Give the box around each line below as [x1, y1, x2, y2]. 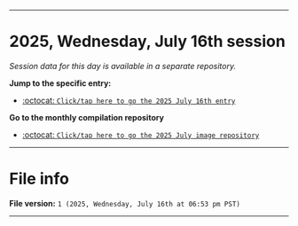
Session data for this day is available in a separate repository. [9, 60, 237, 71]
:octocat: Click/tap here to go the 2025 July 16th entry [21, 95, 236, 105]
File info [9, 169, 69, 189]
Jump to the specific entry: [9, 77, 112, 89]
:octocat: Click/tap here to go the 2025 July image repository [21, 129, 260, 140]
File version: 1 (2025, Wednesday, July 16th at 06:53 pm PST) [9, 198, 241, 208]
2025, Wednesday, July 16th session [9, 32, 286, 51]
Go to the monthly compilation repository [9, 112, 164, 122]
